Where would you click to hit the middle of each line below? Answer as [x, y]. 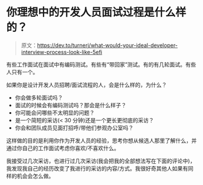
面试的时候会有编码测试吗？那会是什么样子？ [71, 105]
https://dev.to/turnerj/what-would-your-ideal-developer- [108, 45]
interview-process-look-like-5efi [62, 52]
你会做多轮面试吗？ [39, 98]
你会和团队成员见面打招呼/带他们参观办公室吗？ [74, 128]
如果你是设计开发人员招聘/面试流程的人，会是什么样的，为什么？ [87, 84]
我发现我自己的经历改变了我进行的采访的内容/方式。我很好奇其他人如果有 [97, 168]
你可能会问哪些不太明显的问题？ [55, 113]
